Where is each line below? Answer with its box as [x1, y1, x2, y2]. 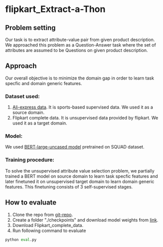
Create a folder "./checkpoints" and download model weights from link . [12, 216, 159, 223]
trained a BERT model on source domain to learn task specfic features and [5, 173, 158, 179]
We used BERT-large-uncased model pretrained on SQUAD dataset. [5, 144, 145, 150]
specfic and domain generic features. [5, 80, 82, 86]
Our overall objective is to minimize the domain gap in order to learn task [5, 75, 155, 81]
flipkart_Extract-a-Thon [5, 3, 106, 15]
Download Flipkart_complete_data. [12, 222, 84, 228]
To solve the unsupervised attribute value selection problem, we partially [5, 167, 155, 173]
